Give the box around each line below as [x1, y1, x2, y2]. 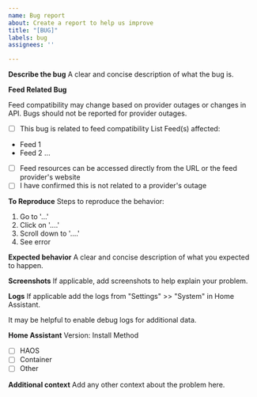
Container [19, 355, 53, 365]
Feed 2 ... [19, 148, 51, 158]
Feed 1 [19, 140, 42, 149]
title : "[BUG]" [8, 26, 59, 34]
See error [19, 237, 51, 247]
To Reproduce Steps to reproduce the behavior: [8, 197, 164, 206]
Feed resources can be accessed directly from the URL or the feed [19, 164, 237, 173]
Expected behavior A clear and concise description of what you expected [8, 252, 250, 262]
